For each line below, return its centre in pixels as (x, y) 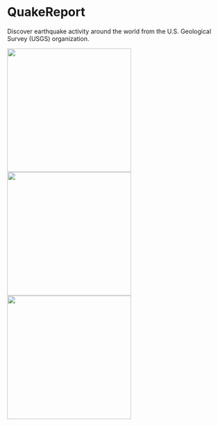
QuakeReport (46, 12)
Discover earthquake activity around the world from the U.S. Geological (109, 31)
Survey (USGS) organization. (48, 38)
